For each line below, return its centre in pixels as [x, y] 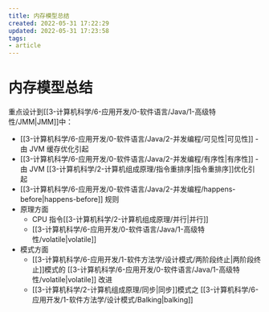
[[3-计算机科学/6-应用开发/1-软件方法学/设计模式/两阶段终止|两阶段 [143, 260]
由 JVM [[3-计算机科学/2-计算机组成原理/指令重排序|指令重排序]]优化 [134, 169]
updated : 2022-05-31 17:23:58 [59, 31]
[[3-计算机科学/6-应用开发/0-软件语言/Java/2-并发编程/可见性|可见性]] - [139, 139]
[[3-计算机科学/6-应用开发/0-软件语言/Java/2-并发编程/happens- [128, 189]
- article [25, 46]
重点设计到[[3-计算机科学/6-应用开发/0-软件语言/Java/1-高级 [109, 112]
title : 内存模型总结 [39, 16]
